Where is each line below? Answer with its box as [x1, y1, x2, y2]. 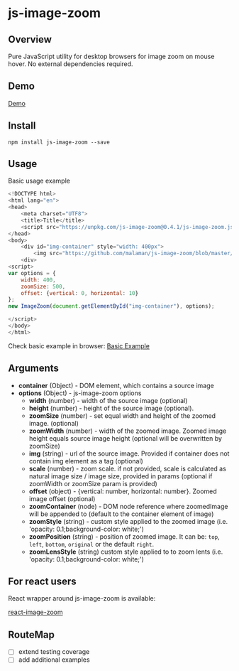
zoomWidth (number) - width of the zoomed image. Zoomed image [28, 426, 227, 435]
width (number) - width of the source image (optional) [28, 396, 188, 404]
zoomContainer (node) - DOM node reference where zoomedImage [28, 502, 228, 510]
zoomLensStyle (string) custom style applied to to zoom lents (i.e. [28, 547, 223, 556]
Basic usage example [8, 176, 70, 186]
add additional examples [18, 655, 91, 664]
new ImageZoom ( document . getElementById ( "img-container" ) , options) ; [8, 303, 215, 310]
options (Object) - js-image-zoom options [18, 389, 142, 397]
